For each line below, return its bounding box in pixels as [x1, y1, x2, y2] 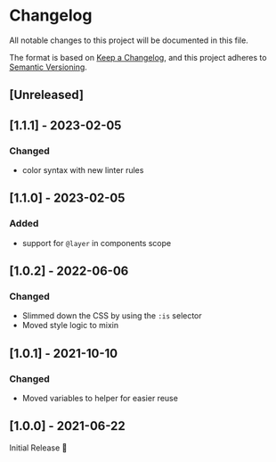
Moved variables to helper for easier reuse [21, 393, 178, 404]
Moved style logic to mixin [21, 320, 118, 331]
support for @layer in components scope [21, 237, 172, 248]
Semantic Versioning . [9, 62, 87, 72]
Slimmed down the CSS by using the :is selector [21, 310, 202, 321]
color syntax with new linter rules [21, 165, 144, 176]
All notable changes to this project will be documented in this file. [9, 35, 249, 45]
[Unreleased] [9, 87, 85, 103]
